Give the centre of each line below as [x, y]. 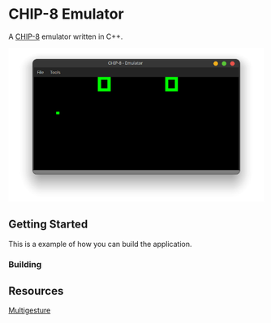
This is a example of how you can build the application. [100, 244]
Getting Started [48, 225]
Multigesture [30, 310]
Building [25, 265]
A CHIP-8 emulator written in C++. [66, 36]
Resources [36, 291]
